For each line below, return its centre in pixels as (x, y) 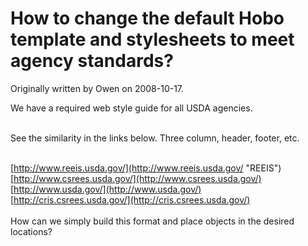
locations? (31, 231)
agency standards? (92, 61)
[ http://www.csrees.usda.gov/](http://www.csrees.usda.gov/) (136, 178)
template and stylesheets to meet (152, 39)
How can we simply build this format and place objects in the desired (152, 221)
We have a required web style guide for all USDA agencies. (131, 108)
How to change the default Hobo (147, 18)
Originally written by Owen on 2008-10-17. (97, 88)
